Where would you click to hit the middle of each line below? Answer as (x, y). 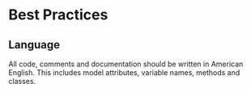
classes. (22, 81)
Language (34, 45)
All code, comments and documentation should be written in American (126, 64)
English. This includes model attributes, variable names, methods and (124, 73)
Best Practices (58, 15)
